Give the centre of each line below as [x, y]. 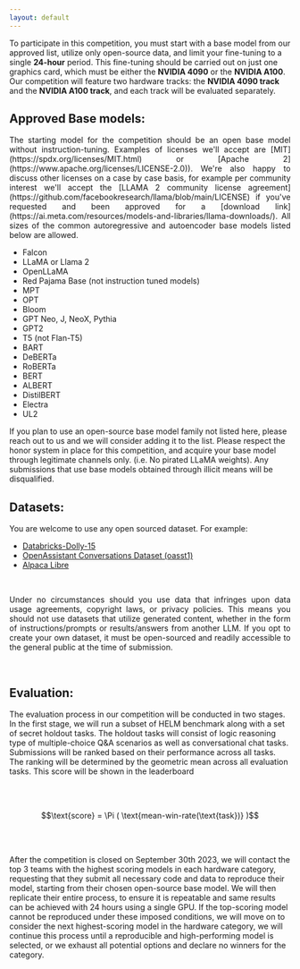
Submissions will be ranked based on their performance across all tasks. [143, 752]
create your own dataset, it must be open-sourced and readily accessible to [150, 638]
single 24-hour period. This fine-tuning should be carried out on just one [144, 62]
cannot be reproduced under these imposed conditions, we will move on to [147, 917]
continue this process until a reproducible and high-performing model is [142, 936]
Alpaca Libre [46, 565]
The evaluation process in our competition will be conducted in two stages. [147, 714]
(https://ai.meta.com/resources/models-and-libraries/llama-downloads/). [144, 217]
